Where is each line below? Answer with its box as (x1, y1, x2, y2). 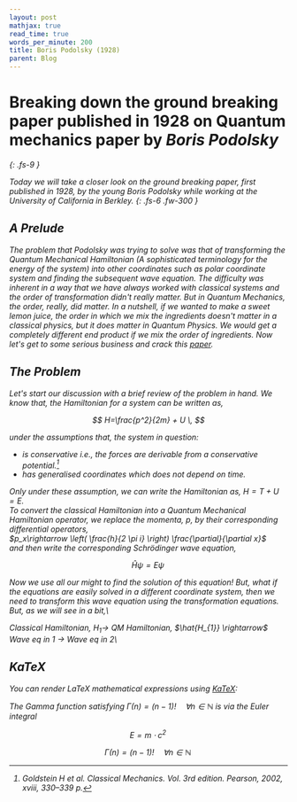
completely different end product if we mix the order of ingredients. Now (9, 329, 273, 339)
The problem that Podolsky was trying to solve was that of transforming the (9, 245, 286, 255)
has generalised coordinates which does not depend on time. (21, 469, 246, 479)
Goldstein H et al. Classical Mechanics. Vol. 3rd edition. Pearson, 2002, (21, 773, 284, 784)
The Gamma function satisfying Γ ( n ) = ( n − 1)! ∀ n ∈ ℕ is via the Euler (9, 701, 270, 712)
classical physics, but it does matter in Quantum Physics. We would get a (9, 320, 277, 331)
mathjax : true (9, 21, 62, 30)
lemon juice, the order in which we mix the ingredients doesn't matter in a (9, 310, 278, 321)
